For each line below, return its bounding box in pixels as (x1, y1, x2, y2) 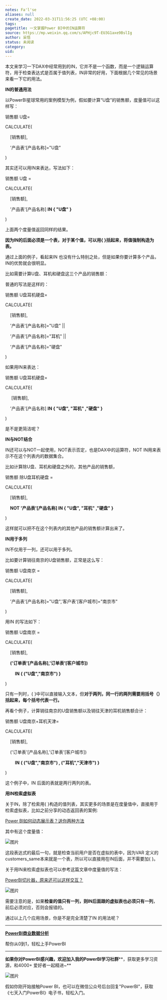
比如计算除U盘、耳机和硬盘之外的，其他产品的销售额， (5, 464, 118, 470)
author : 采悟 (5, 35, 31, 40)
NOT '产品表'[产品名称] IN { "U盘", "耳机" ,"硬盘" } (9, 505, 113, 511)
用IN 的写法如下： (5, 619, 42, 625)
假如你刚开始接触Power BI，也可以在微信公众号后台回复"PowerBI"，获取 (5, 983, 154, 989)
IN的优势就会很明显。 (5, 260, 49, 266)
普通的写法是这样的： (5, 281, 49, 287)
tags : (5, 21, 16, 26)
